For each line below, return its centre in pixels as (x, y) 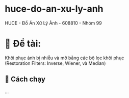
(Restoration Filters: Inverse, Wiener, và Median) (55, 63)
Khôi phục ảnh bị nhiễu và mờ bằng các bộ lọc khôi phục (64, 58)
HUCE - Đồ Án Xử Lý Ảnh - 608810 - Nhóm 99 (54, 23)
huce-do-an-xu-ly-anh (54, 9)
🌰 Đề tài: (23, 44)
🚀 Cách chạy (25, 79)
